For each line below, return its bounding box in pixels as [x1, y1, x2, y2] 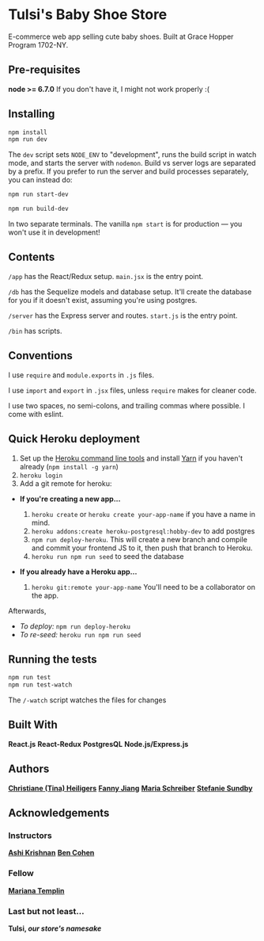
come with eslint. [8, 409, 64, 419]
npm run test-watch [8, 681, 73, 689]
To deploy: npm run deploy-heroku [19, 621, 131, 631]
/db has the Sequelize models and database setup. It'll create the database [8, 287, 252, 296]
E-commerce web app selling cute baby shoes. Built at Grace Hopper [8, 32, 234, 41]
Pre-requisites [8, 63, 81, 77]
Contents [8, 251, 55, 264]
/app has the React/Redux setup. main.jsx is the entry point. [8, 271, 204, 281]
